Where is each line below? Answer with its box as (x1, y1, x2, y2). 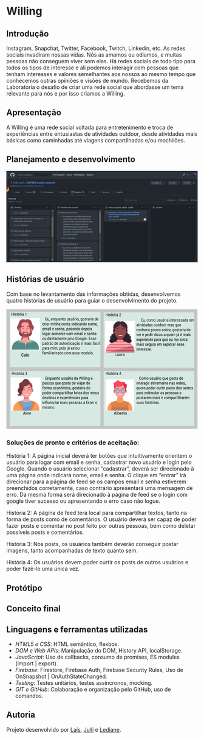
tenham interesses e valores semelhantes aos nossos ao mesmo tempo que (6, 71, 196, 77)
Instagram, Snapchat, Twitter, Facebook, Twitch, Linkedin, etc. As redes (6, 44, 186, 52)
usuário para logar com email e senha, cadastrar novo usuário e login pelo (6, 458, 192, 466)
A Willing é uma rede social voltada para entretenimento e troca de (6, 124, 174, 131)
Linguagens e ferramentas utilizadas (6, 624, 148, 634)
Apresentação (6, 108, 62, 118)
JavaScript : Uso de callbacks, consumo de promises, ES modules (15, 653, 180, 660)
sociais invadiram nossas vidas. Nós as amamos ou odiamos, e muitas (6, 51, 182, 58)
